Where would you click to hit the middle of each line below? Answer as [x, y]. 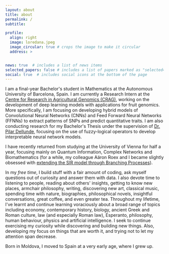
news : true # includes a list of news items [54, 65]
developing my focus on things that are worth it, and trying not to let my [79, 231]
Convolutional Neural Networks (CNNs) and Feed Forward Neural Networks [83, 116]
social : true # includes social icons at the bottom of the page [76, 74]
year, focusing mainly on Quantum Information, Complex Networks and [79, 152]
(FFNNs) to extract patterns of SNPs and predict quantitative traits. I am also [84, 121]
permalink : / [19, 19]
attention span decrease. [31, 236]
